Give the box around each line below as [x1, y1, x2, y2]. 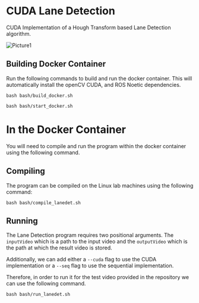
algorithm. [6, 30, 31, 37]
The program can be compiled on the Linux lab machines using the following [6, 182, 194, 189]
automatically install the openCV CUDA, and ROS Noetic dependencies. [6, 81, 181, 88]
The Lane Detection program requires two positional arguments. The [6, 232, 174, 239]
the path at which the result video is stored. [6, 244, 113, 251]
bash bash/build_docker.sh [6, 92, 73, 99]
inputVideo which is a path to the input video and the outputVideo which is [6, 238, 188, 245]
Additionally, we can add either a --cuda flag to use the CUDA [6, 256, 157, 263]
